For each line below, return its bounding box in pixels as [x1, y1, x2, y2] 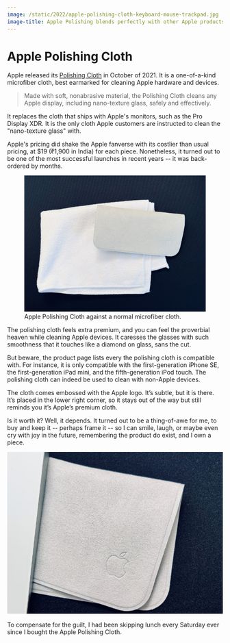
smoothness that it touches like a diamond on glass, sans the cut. [7, 340, 192, 349]
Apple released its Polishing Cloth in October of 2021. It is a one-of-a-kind [7, 71, 216, 79]
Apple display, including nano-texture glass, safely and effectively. [23, 99, 212, 108]
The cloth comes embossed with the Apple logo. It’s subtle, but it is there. [7, 389, 214, 397]
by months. [30, 162, 63, 171]
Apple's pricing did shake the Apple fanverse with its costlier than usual [7, 140, 209, 149]
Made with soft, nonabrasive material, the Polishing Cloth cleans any [23, 92, 217, 100]
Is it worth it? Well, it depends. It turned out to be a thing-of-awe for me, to [7, 416, 217, 425]
